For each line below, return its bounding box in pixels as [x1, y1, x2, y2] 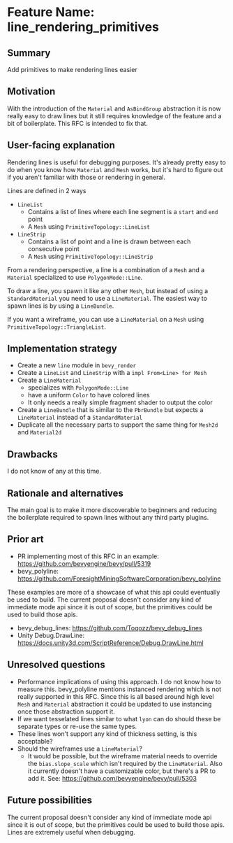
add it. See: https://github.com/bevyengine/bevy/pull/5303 [27, 774, 197, 782]
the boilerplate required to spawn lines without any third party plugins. [7, 513, 209, 522]
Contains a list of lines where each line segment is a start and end [27, 207, 218, 215]
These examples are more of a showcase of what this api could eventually [7, 588, 220, 596]
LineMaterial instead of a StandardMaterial [17, 413, 143, 422]
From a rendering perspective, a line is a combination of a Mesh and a [7, 265, 205, 274]
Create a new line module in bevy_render [17, 361, 137, 369]
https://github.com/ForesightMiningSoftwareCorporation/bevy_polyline [17, 574, 221, 583]
